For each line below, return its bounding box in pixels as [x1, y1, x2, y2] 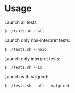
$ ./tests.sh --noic [4, 47, 47, 52]
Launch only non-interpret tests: [4, 37, 70, 43]
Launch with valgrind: [4, 73, 49, 79]
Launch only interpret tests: [4, 55, 61, 62]
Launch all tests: [4, 19, 38, 25]
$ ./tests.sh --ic [4, 65, 42, 70]
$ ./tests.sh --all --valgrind [4, 83, 69, 88]
